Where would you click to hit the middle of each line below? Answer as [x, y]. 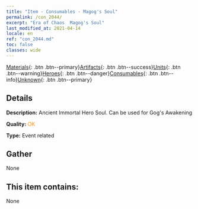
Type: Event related [30, 135]
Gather [19, 154]
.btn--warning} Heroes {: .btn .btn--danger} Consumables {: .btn [82, 73]
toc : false [20, 45]
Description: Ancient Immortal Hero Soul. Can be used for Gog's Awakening [99, 112]
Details [19, 98]
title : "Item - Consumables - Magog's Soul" [62, 12]
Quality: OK [21, 124]
